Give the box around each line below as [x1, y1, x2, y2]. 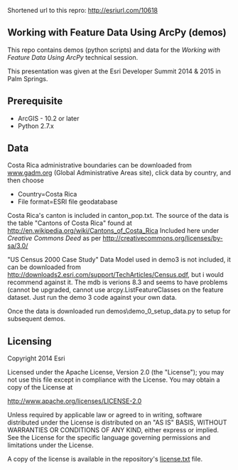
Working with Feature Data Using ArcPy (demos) [7, 26, 227, 38]
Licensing [7, 335, 52, 348]
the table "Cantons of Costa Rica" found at [7, 219, 133, 227]
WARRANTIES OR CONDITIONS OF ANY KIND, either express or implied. [7, 426, 219, 434]
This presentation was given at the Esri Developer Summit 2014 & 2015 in [7, 67, 222, 75]
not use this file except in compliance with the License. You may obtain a [7, 375, 220, 384]
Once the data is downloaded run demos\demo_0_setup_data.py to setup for [7, 307, 231, 315]
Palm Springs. [7, 74, 48, 83]
